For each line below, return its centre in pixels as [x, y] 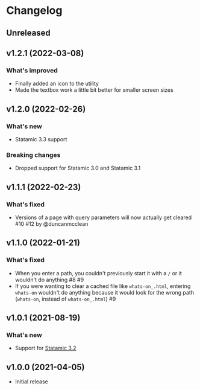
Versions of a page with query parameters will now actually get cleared [103, 217]
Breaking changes [33, 155]
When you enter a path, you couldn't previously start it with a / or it [98, 273]
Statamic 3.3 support [41, 139]
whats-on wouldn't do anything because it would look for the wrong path [105, 292]
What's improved [32, 70]
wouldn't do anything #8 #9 [49, 280]
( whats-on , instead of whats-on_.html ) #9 [65, 299]
